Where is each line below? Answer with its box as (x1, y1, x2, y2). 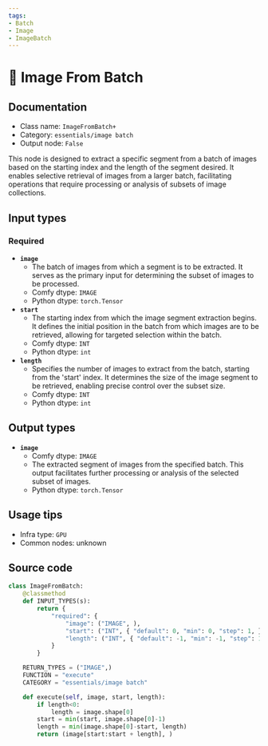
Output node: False (19, 138, 84, 148)
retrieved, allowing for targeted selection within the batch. (31, 330, 222, 339)
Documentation (8, 100, 88, 114)
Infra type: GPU (19, 529, 67, 539)
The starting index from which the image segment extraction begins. (31, 313, 257, 323)
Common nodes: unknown (19, 538, 107, 547)
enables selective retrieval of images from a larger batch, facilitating (8, 171, 232, 181)
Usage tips (8, 508, 63, 522)
